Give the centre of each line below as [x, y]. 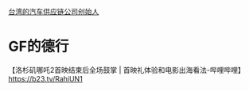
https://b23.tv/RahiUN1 [46, 78]
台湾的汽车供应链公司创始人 [54, 11]
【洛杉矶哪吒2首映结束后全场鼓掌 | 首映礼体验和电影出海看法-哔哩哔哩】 [126, 70]
